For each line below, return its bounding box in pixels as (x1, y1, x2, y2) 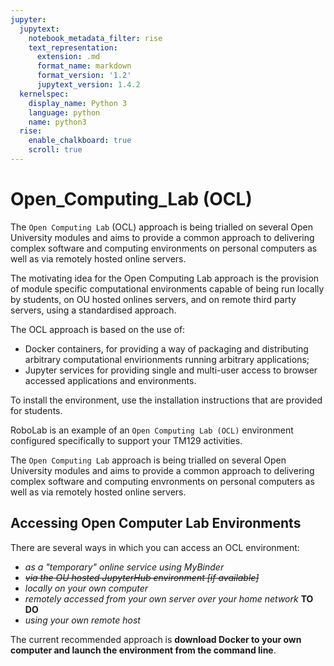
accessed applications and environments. (24, 374, 197, 386)
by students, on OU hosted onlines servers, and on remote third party (10, 293, 297, 305)
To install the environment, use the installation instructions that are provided (10, 394, 323, 406)
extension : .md (36, 52, 101, 62)
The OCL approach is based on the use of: (10, 323, 186, 335)
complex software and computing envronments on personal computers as (10, 475, 315, 487)
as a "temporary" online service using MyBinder (24, 561, 225, 573)
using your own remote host (24, 614, 141, 626)
